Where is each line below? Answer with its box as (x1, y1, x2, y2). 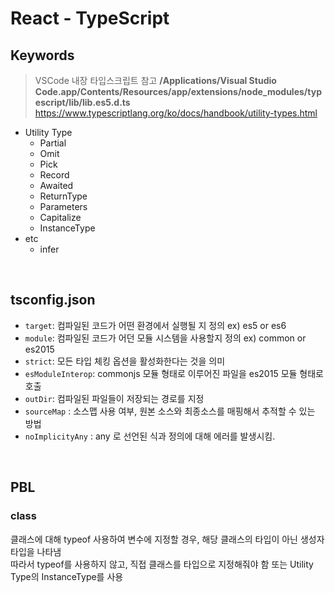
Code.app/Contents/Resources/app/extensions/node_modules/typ (34, 86, 322, 97)
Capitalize (39, 212, 82, 223)
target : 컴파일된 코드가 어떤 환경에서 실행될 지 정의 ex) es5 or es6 (24, 319, 287, 331)
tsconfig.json (10, 292, 96, 309)
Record (39, 169, 70, 181)
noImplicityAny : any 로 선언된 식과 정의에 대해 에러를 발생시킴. (24, 430, 276, 442)
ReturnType (39, 190, 88, 202)
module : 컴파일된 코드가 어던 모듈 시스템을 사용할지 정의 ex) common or (24, 332, 307, 344)
